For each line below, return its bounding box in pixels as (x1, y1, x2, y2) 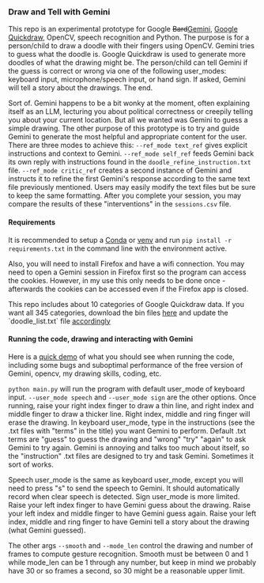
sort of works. (8, 460, 54, 469)
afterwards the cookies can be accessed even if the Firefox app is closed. (8, 284, 249, 293)
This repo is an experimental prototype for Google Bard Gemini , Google (8, 25, 239, 34)
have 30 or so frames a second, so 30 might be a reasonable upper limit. (8, 566, 245, 575)
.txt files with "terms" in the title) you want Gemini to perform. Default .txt (8, 426, 247, 435)
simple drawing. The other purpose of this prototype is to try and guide (8, 123, 239, 133)
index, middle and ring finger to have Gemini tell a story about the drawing (8, 517, 250, 526)
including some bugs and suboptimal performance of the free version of (8, 360, 243, 369)
